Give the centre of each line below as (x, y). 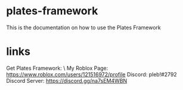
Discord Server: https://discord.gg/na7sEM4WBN (67, 80)
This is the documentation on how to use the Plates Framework (83, 27)
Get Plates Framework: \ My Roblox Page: (57, 68)
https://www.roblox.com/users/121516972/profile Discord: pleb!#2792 (91, 74)
